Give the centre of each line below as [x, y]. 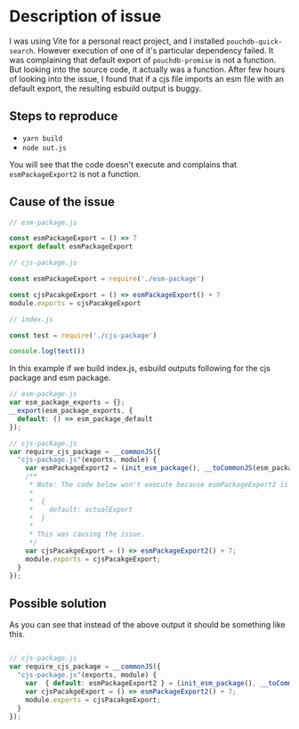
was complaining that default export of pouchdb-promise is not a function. [143, 60]
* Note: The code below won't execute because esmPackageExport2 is [159, 485]
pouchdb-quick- [255, 42]
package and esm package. [60, 378]
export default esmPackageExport [71, 247]
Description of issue [85, 16]
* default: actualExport [81, 509]
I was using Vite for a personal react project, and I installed [117, 41]
